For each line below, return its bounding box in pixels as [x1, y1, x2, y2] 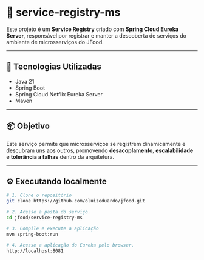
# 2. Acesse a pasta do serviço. [6, 209, 91, 215]
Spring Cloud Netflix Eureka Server [15, 90, 103, 98]
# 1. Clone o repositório [6, 192, 72, 199]
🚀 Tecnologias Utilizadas [6, 62, 101, 72]
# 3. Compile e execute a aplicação [6, 225, 99, 232]
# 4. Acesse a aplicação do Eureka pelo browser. [6, 242, 135, 248]
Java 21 [15, 78, 35, 85]
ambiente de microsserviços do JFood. [6, 38, 104, 45]
